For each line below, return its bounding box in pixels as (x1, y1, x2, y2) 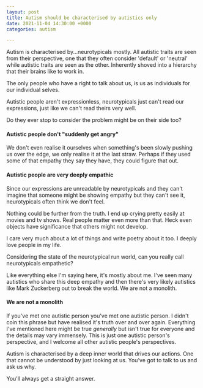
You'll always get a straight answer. (6, 375, 95, 382)
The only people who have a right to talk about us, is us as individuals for (6, 80, 191, 87)
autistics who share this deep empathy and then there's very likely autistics (6, 278, 196, 285)
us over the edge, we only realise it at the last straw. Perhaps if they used (6, 151, 191, 158)
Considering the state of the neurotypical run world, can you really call (6, 253, 184, 261)
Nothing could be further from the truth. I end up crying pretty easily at (6, 210, 185, 217)
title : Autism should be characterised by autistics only (6, 15, 157, 21)
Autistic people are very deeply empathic (6, 171, 114, 178)
